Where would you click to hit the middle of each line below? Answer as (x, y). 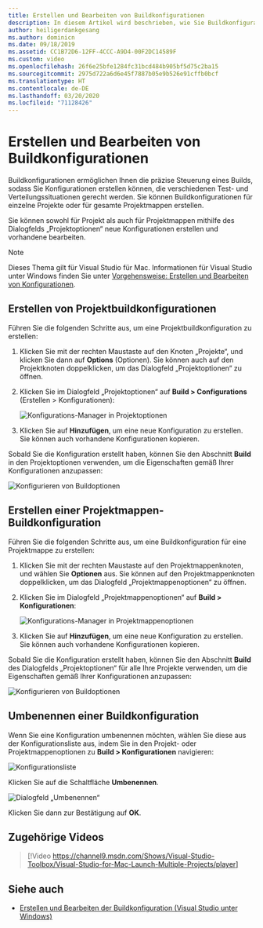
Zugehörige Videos (56, 837)
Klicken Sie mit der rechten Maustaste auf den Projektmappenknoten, (131, 565)
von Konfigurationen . (42, 284)
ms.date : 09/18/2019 (42, 45)
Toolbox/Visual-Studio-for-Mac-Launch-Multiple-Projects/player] (133, 864)
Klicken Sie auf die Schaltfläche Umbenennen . (83, 782)
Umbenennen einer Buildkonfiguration (104, 716)
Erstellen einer (44, 511)
